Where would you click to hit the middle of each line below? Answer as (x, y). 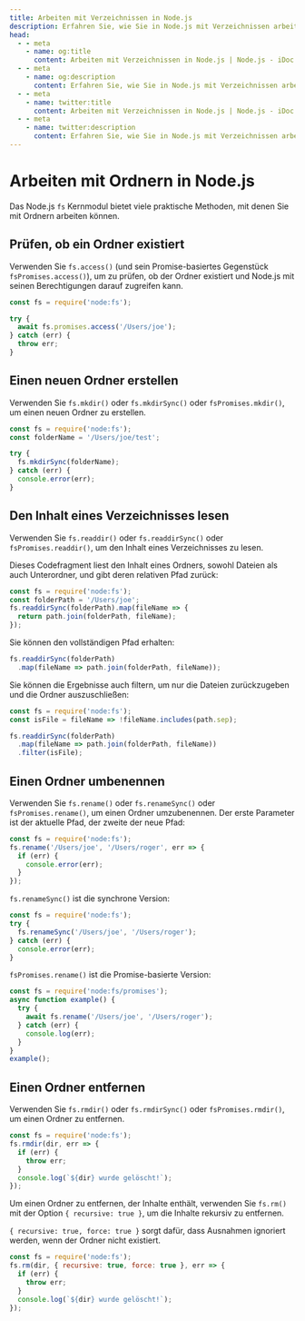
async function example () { (63, 1000)
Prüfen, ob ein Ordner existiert (97, 245)
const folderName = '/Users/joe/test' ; (85, 437)
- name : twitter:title (69, 102)
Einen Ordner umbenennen (87, 781)
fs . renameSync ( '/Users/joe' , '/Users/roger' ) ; (107, 932)
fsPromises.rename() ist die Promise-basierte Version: (110, 975)
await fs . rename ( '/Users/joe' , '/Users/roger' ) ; (119, 1017)
